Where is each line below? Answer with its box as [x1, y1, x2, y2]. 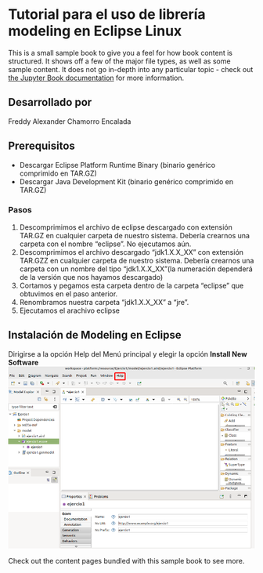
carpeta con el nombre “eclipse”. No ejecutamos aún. [19, 239, 192, 248]
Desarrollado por [8, 96, 92, 109]
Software [8, 357, 39, 367]
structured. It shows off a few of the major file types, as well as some [8, 56, 231, 66]
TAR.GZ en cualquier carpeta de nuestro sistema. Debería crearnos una [19, 230, 250, 240]
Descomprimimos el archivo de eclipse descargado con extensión [19, 222, 232, 232]
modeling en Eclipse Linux [8, 22, 182, 40]
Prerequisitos [8, 140, 76, 153]
